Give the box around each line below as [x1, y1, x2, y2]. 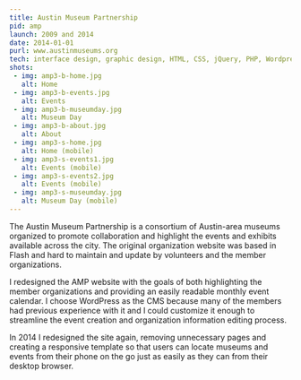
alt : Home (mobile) [21, 146, 94, 155]
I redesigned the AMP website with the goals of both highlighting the [9, 276, 262, 287]
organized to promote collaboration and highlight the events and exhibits [9, 230, 278, 241]
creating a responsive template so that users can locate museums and [9, 341, 269, 352]
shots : [9, 64, 34, 73]
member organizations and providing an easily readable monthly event [9, 286, 270, 297]
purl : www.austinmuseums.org [9, 47, 118, 56]
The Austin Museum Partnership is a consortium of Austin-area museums [9, 220, 280, 231]
